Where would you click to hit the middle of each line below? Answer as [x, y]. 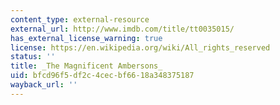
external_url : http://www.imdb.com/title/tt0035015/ [122, 29]
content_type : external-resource [80, 19]
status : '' [33, 57]
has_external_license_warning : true [86, 38]
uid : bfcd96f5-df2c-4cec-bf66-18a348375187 [102, 76]
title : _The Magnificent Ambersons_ [86, 66]
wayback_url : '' [44, 85]
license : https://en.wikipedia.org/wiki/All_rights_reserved [140, 47]
